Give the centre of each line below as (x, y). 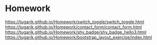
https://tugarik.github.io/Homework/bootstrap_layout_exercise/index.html (78, 37)
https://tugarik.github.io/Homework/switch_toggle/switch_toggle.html (75, 22)
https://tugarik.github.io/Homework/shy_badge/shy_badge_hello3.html (76, 32)
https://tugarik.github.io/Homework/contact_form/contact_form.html (74, 27)
